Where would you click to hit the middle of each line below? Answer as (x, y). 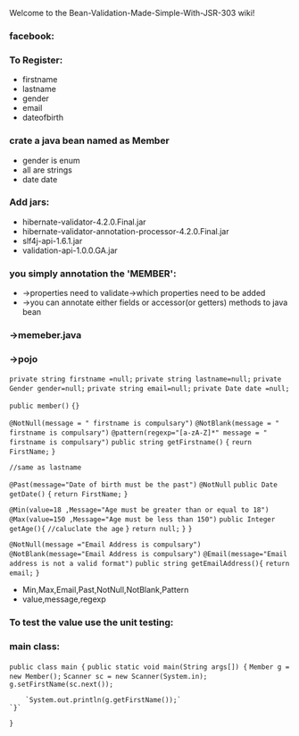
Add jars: (29, 202)
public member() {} (45, 406)
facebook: (32, 36)
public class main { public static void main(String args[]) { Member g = (149, 667)
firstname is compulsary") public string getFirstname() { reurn (131, 443)
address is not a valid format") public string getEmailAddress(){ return (149, 564)
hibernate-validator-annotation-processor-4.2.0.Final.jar (125, 231)
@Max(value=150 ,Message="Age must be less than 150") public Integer (142, 520)
